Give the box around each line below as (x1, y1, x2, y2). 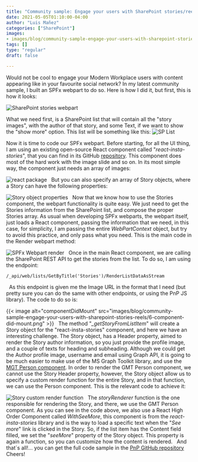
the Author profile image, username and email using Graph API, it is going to (6, 351, 191, 358)
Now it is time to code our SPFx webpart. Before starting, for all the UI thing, (6, 139, 191, 146)
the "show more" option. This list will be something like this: (6, 128, 151, 135)
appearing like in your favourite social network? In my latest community (6, 80, 179, 87)
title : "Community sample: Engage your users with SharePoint (6, 8, 162, 15)
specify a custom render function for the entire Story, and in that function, (6, 376, 186, 384)
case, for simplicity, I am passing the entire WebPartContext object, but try (6, 225, 187, 232)
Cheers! (6, 450, 25, 457)
